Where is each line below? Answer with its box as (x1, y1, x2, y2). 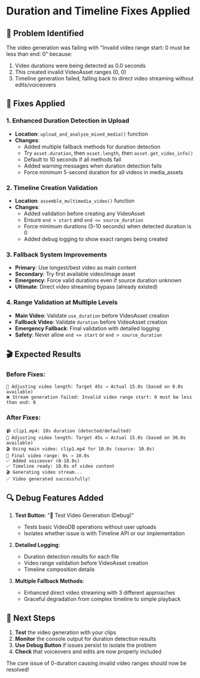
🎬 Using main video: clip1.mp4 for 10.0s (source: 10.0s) (6, 446, 155, 452)
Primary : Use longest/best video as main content (14, 264, 137, 271)
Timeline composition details (23, 566, 95, 573)
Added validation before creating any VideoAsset (23, 210, 146, 217)
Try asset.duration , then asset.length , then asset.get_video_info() (23, 149, 193, 157)
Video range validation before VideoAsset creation (23, 560, 149, 567)
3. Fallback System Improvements (6, 250, 107, 259)
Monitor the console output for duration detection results (14, 635, 156, 643)
